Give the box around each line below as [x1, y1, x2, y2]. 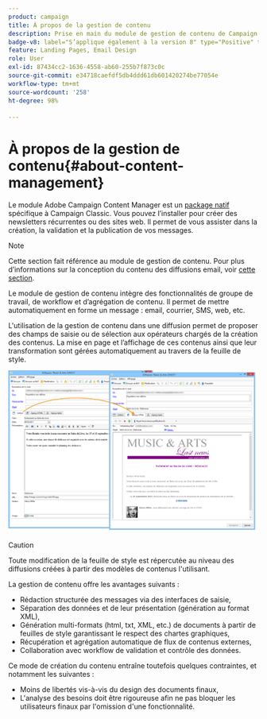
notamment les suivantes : [8, 669, 95, 678]
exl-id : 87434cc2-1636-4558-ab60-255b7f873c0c [8, 64, 165, 72]
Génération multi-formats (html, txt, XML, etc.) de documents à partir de [19, 620, 257, 629]
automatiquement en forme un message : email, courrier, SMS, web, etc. [8, 306, 246, 315]
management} [8, 174, 105, 192]
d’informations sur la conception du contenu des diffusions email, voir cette [8, 265, 256, 274]
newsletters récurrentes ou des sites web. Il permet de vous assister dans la [8, 217, 258, 226]
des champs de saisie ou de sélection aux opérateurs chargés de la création [8, 330, 258, 339]
